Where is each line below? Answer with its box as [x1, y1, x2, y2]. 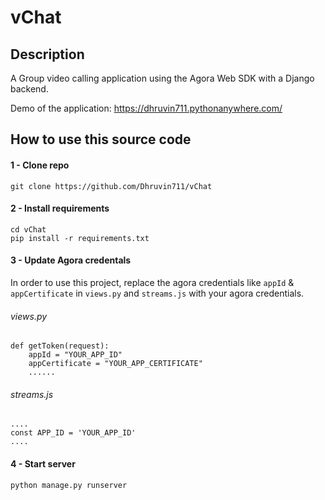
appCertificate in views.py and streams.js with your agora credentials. [10, 287, 305, 299]
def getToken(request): [10, 341, 110, 351]
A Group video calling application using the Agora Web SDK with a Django [10, 72, 315, 84]
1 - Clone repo [10, 159, 70, 171]
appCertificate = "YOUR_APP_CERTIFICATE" [28, 359, 203, 369]
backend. [10, 83, 49, 95]
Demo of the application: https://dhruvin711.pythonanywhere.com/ [10, 102, 283, 114]
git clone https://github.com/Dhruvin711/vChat [10, 181, 213, 191]
